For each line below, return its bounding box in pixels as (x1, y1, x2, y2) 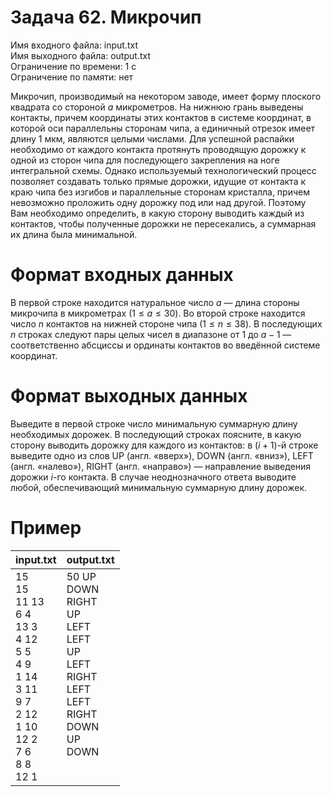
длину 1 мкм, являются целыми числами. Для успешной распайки (10, 132, 295, 145)
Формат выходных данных (10, 385, 248, 408)
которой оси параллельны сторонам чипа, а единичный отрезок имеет (10, 122, 316, 134)
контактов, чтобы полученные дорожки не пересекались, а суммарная (10, 217, 317, 230)
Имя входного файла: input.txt (10, 39, 139, 51)
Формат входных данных (10, 264, 234, 286)
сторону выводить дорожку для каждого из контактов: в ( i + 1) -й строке (10, 439, 319, 451)
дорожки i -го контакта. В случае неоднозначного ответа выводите (10, 471, 297, 483)
